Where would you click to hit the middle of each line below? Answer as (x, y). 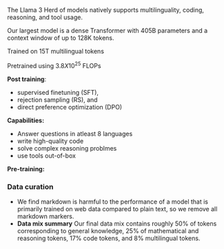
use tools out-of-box (46, 155)
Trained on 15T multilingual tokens (56, 51)
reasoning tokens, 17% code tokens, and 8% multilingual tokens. (109, 238)
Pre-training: (26, 169)
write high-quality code (50, 141)
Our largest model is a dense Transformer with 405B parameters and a (108, 31)
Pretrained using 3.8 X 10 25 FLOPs (54, 65)
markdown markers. (45, 216)
